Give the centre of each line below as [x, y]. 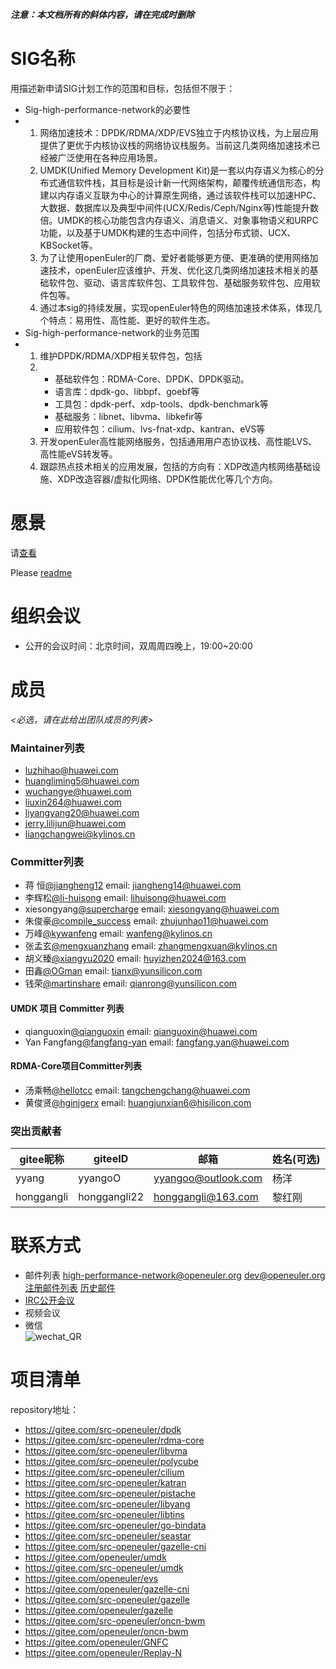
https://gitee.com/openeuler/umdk [95, 1557]
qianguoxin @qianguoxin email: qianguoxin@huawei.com [141, 1031]
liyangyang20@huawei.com [82, 813]
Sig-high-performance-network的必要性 [108, 109]
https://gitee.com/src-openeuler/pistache [110, 1493]
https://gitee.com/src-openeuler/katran [105, 1482]
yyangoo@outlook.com [208, 1178]
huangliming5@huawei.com [82, 781]
